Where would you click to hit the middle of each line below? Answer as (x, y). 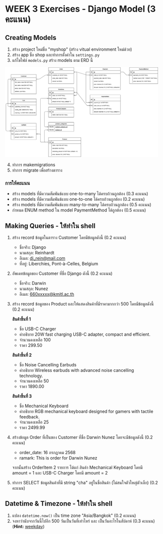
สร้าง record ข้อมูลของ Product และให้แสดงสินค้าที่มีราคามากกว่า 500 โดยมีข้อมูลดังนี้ (83, 304)
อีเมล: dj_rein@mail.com (42, 258)
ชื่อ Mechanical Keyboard (44, 406)
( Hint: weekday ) (28, 526)
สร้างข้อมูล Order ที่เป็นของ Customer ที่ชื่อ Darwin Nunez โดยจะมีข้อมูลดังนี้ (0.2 (82, 437)
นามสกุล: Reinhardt (37, 252)
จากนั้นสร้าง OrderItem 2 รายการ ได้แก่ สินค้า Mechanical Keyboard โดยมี (77, 467)
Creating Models (31, 38)
